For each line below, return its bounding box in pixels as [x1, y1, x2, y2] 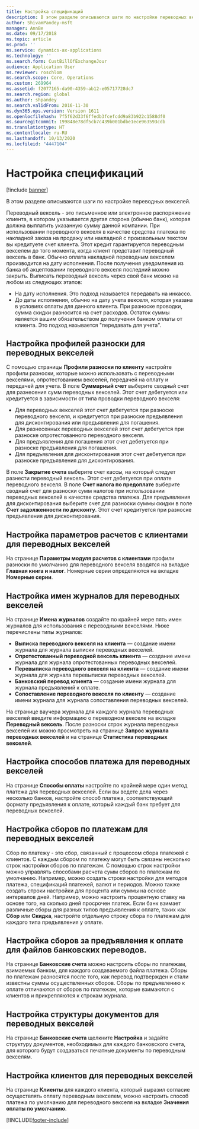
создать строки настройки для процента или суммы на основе [6, 887, 166, 894]
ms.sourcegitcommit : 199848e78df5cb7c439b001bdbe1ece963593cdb [6, 119, 166, 125]
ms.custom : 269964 [6, 81, 52, 87]
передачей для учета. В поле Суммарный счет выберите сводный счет [6, 382, 190, 390]
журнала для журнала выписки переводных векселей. [14, 646, 154, 653]
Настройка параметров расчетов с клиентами [6, 530, 188, 540]
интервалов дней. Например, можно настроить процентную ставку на [6, 893, 185, 900]
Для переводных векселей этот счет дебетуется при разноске [14, 407, 174, 414]
